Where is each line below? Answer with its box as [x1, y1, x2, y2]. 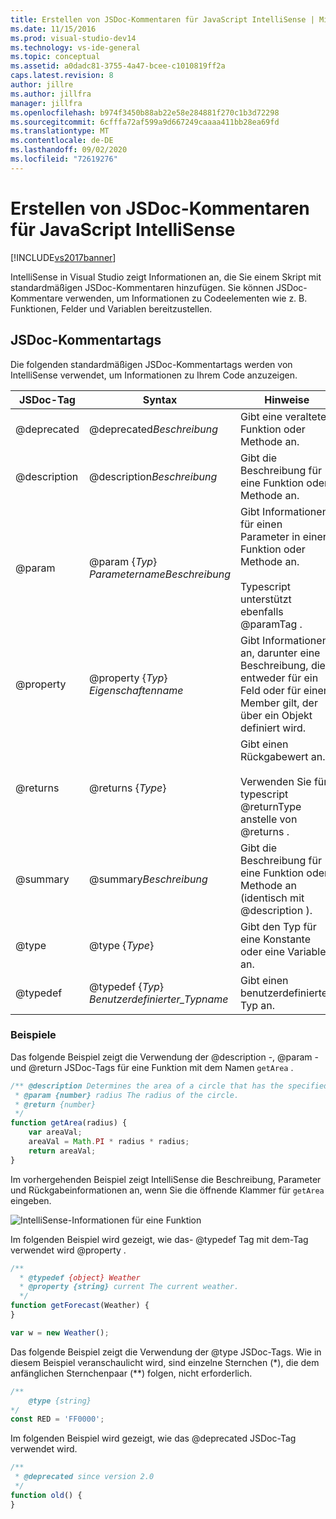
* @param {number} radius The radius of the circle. [14, 1090, 240, 1100]
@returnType [239, 799, 302, 813]
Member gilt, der [239, 696, 318, 710]
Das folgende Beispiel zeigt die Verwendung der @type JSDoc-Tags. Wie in [10, 1346, 322, 1358]
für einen [239, 517, 283, 531]
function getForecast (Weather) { [10, 1301, 150, 1311]
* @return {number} [14, 1099, 97, 1110]
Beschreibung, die [239, 658, 326, 672]
